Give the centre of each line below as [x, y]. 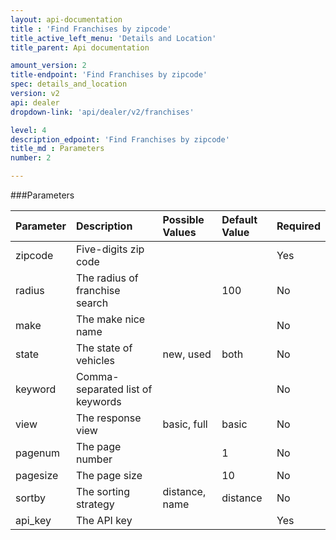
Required [298, 226]
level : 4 [28, 130]
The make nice [110, 319]
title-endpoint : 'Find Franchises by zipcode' [109, 75]
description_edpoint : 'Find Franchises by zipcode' [120, 139]
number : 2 [31, 158]
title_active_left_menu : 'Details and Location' [113, 38]
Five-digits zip [110, 249]
